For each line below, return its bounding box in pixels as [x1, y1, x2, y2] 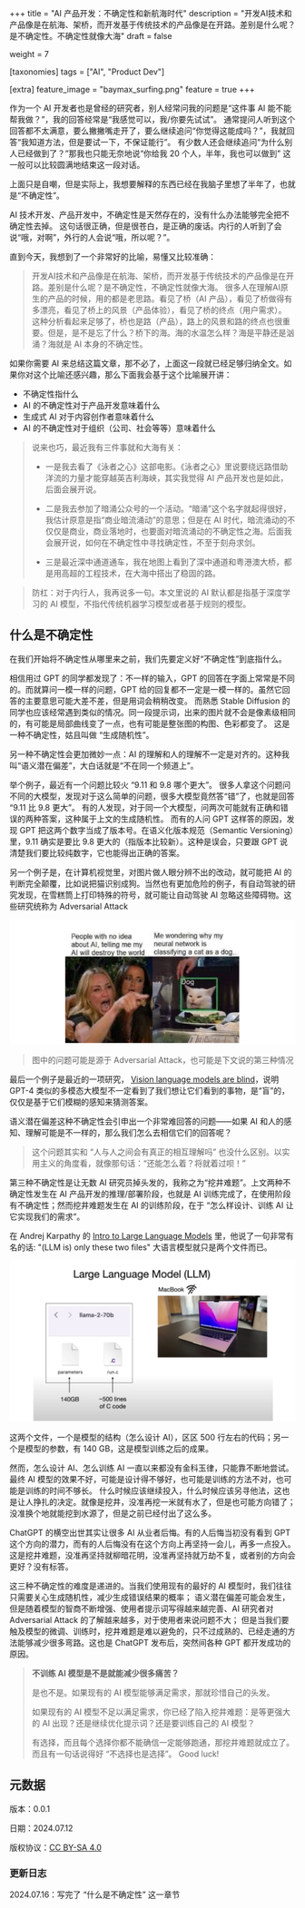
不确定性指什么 [22, 388, 79, 399]
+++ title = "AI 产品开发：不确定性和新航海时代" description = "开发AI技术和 [9, 8, 292, 18]
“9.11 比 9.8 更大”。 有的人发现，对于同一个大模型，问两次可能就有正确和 [9, 802, 281, 812]
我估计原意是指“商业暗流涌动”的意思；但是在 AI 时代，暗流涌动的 [44, 515, 288, 525]
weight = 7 [9, 49, 50, 59]
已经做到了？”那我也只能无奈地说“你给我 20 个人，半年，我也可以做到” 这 [16, 148, 291, 159]
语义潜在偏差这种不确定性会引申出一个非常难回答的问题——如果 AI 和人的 [9, 1116, 284, 1127]
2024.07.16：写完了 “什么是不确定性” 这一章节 [9, 1889, 181, 1900]
